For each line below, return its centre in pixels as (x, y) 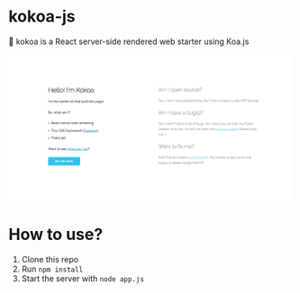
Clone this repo (50, 260)
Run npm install (52, 269)
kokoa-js (42, 17)
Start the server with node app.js (83, 279)
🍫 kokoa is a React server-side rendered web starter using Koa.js (129, 41)
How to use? (56, 235)
